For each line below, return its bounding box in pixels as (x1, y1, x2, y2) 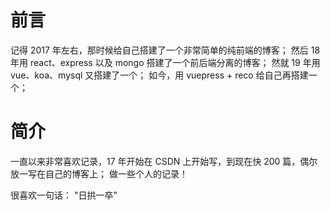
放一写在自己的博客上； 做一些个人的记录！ (10, 167, 188, 180)
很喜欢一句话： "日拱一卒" (10, 189, 118, 201)
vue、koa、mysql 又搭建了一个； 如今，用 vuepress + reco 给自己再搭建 (10, 69, 309, 81)
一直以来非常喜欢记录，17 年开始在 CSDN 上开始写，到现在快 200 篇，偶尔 (10, 155, 318, 167)
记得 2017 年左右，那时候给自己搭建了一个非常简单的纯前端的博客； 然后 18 (10, 44, 321, 56)
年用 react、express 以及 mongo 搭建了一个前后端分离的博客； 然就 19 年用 (10, 56, 321, 68)
